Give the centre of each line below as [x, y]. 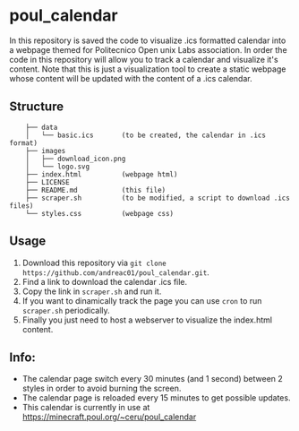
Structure [37, 107]
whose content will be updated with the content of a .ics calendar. [131, 78]
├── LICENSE [47, 182]
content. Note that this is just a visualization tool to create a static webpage [148, 69]
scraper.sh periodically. [66, 310]
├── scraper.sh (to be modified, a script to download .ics [158, 198]
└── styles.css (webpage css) [100, 213]
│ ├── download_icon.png [76, 159]
